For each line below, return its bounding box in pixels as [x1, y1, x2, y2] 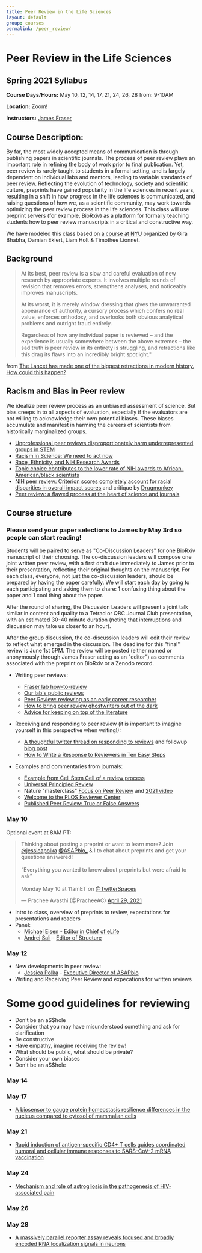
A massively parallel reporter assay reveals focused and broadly [14, 1234, 174, 1241]
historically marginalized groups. [6, 428, 87, 435]
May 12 [6, 949, 28, 957]
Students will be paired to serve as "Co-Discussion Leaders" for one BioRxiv [6, 547, 195, 554]
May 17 [6, 1092, 27, 1101]
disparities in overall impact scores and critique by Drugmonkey [14, 484, 173, 491]
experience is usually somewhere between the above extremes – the [20, 337, 191, 345]
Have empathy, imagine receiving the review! [14, 1042, 127, 1049]
